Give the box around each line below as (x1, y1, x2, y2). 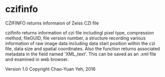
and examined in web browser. (5, 56, 69, 62)
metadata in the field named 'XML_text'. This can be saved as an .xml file (5, 51, 156, 57)
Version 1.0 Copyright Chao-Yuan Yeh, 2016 (5, 66, 96, 72)
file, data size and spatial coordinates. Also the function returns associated (5, 45, 160, 51)
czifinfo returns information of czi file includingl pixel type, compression (5, 29, 154, 35)
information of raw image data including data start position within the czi (5, 40, 155, 46)
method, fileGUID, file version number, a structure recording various (5, 35, 146, 41)
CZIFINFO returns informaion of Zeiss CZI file (5, 20, 99, 26)
